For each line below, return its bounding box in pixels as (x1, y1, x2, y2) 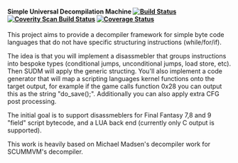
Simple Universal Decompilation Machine (7, 7, 132, 16)
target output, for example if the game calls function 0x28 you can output (7, 82, 222, 90)
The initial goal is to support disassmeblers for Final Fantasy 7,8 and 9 (7, 111, 212, 120)
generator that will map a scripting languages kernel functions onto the (7, 75, 215, 83)
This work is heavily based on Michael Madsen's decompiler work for (7, 140, 211, 149)
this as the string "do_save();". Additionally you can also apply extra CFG (7, 90, 220, 98)
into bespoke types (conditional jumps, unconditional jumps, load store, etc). (7, 59, 232, 68)
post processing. (7, 98, 57, 106)
